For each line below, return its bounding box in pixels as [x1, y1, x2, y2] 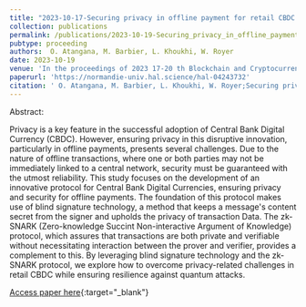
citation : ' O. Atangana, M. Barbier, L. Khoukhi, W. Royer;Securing [9, 81, 280, 90]
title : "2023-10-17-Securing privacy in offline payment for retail [9, 13, 275, 23]
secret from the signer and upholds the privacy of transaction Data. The [9, 210, 280, 221]
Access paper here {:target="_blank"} [9, 286, 149, 297]
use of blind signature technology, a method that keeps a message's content [9, 201, 297, 212]
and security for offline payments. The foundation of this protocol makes [9, 191, 282, 202]
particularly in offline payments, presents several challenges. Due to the [9, 143, 280, 154]
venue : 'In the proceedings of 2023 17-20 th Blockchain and [9, 65, 247, 74]
